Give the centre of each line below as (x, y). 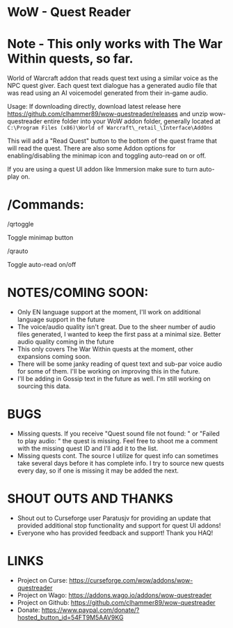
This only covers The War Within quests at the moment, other (105, 349)
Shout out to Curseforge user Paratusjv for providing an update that (114, 518)
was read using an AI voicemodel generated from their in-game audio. (108, 93)
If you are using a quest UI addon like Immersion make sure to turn (103, 169)
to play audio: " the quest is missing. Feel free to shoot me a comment (117, 441)
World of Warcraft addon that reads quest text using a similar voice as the (113, 78)
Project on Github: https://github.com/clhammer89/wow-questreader (116, 602)
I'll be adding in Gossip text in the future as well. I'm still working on (114, 378)
